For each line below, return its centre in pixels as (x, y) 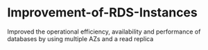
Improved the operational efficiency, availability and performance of (104, 32)
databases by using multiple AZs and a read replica (80, 38)
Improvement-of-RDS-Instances (102, 13)
